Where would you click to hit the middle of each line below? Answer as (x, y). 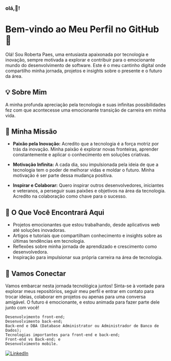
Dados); (14, 331)
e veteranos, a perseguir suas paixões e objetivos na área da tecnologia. (89, 191)
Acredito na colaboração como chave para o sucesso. (70, 196)
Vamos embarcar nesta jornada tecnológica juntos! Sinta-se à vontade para (85, 286)
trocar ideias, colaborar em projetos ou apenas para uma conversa (76, 297)
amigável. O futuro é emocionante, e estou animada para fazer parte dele (82, 302)
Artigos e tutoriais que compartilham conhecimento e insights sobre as (87, 236)
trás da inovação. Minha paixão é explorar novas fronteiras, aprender (85, 149)
